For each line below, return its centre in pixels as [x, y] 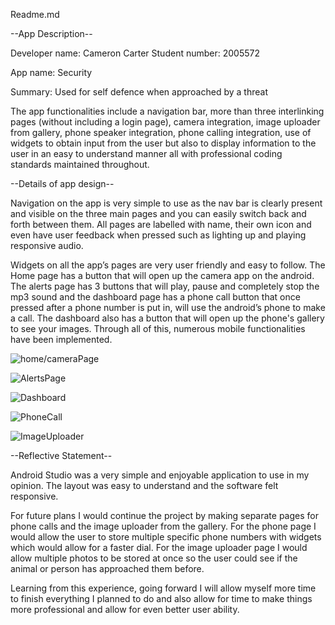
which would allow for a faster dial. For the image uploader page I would [159, 547]
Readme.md [35, 14]
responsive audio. [47, 245]
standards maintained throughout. [80, 164]
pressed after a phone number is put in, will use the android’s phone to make [168, 307]
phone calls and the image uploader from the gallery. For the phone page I [163, 526]
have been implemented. [61, 339]
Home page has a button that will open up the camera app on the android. [162, 275]
